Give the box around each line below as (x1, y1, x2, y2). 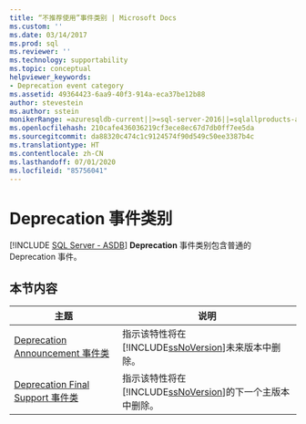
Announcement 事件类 (14, 347, 110, 360)
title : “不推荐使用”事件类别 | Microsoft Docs (9, 13, 178, 23)
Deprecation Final (14, 378, 90, 391)
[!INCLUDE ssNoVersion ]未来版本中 (122, 341, 271, 354)
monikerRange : (9, 115, 64, 124)
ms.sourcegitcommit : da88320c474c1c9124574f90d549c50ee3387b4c (9, 132, 255, 141)
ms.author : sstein (9, 107, 79, 116)
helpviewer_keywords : (9, 73, 92, 82)
